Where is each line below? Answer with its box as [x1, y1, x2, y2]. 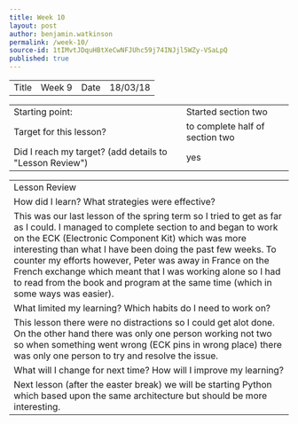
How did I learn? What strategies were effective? [13, 196, 216, 208]
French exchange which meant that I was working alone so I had [13, 265, 281, 278]
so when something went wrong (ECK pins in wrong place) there [13, 339, 282, 350]
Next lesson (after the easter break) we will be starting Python [13, 379, 272, 390]
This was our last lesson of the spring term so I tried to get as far [13, 210, 282, 222]
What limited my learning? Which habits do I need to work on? [13, 302, 271, 314]
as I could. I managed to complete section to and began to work [13, 221, 278, 233]
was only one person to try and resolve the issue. [13, 349, 219, 362]
